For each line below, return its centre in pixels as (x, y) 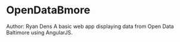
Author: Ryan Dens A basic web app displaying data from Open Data (90, 26)
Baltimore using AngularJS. (39, 32)
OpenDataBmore (48, 10)
